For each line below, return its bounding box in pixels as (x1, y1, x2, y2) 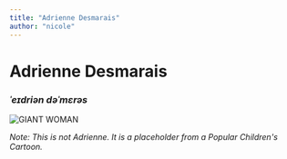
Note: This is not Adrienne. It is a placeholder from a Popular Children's (9, 131, 278, 142)
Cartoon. (9, 141, 43, 152)
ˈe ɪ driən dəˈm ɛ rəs (9, 93, 88, 105)
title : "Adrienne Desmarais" (9, 13, 120, 23)
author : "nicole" (9, 22, 76, 31)
